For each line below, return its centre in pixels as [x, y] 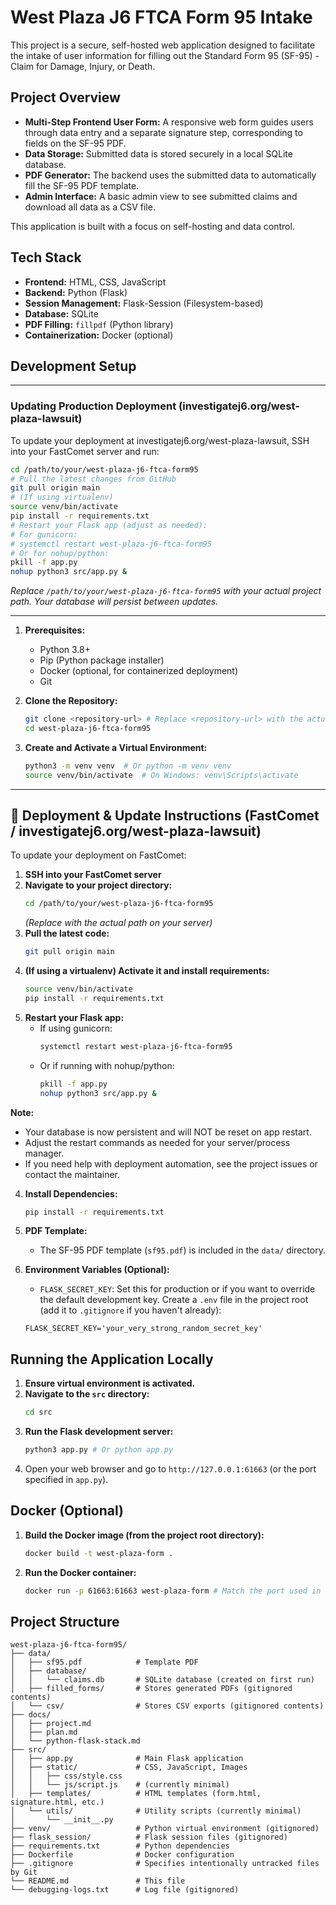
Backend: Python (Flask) [76, 292]
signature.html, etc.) [57, 1802]
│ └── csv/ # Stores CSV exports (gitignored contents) [167, 1706]
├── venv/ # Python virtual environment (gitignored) [165, 1829]
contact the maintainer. [72, 1174]
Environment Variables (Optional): [97, 1270]
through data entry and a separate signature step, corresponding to [163, 132]
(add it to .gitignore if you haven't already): [130, 1310]
